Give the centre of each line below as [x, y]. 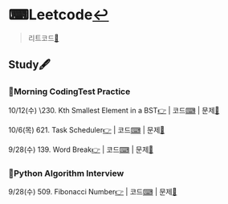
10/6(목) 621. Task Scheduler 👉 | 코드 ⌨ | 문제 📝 [87, 129]
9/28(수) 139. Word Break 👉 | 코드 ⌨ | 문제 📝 [81, 149]
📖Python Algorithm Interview [66, 173]
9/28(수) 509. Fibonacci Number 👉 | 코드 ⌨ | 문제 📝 [93, 191]
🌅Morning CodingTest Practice [69, 92]
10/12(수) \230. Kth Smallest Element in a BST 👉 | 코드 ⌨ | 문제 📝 [114, 110]
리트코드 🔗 [43, 38]
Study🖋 [29, 65]
